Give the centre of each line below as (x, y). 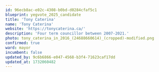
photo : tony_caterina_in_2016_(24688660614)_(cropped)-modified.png (80, 39)
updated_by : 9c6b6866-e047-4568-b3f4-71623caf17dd (60, 57)
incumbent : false (24, 52)
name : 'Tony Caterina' (29, 24)
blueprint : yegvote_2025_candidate (43, 15)
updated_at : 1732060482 (31, 62)
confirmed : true (22, 43)
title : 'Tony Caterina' (31, 19)
